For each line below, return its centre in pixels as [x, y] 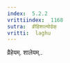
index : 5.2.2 [28, 13]
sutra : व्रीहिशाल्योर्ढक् [32, 26]
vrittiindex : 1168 [35, 20]
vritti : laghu [29, 33]
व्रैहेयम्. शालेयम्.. [25, 53]
